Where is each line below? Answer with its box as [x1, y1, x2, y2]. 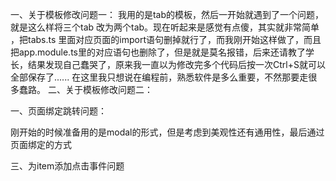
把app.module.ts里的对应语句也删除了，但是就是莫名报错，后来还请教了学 [10, 46, 315, 58]
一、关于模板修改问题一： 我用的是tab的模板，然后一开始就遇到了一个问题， [10, 9, 325, 20]
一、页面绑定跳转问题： [10, 105, 107, 117]
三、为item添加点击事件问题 [10, 160, 125, 172]
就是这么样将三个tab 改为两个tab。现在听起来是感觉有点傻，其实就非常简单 [10, 21, 320, 33]
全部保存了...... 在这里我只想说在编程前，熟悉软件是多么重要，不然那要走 [10, 71, 309, 83]
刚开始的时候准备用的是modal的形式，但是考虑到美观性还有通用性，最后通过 [10, 126, 325, 138]
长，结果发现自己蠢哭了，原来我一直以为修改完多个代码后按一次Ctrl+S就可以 [10, 59, 326, 70]
